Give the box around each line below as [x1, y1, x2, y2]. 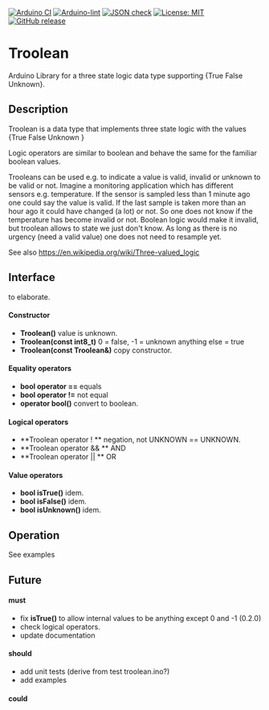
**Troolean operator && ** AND [19, 443, 126, 453]
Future [8, 573, 43, 586]
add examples [19, 675, 67, 684]
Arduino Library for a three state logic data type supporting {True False [8, 71, 243, 80]
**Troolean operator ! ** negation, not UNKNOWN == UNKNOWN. [19, 435, 241, 445]
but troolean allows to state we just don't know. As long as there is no [8, 223, 238, 233]
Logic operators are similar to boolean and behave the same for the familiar [8, 148, 258, 157]
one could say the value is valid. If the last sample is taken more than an [8, 198, 247, 207]
